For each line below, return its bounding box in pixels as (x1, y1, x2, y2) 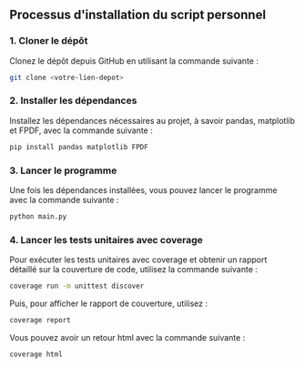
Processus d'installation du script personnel (9, 7, 267, 23)
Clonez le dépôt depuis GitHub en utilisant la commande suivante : (9, 55, 259, 66)
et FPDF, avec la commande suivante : (9, 125, 153, 136)
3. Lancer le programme (9, 164, 117, 177)
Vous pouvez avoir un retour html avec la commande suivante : (9, 332, 246, 342)
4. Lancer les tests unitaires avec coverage (9, 233, 203, 246)
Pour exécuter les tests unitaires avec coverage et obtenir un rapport (9, 254, 268, 265)
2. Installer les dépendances (9, 95, 137, 107)
